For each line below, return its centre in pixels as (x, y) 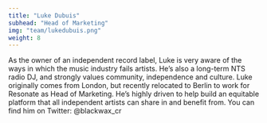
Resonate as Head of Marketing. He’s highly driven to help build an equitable (134, 94)
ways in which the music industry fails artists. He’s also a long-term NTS (127, 69)
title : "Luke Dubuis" (44, 15)
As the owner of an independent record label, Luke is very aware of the (125, 60)
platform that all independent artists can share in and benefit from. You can (132, 102)
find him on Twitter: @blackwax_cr (65, 111)
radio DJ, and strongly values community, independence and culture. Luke (130, 77)
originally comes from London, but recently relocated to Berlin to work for (129, 86)
